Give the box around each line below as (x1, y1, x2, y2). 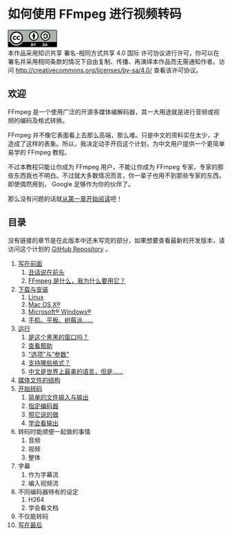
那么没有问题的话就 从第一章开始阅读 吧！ (8, 194, 123, 203)
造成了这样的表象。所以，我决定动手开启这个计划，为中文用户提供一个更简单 (8, 139, 225, 148)
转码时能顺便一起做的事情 (17, 427, 91, 435)
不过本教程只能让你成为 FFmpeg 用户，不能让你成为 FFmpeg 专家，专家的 (8, 162, 218, 171)
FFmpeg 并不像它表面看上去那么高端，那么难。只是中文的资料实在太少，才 (8, 131, 220, 139)
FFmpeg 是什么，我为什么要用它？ (28, 276, 126, 285)
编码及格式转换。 (19, 116, 68, 124)
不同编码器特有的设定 (17, 488, 78, 496)
